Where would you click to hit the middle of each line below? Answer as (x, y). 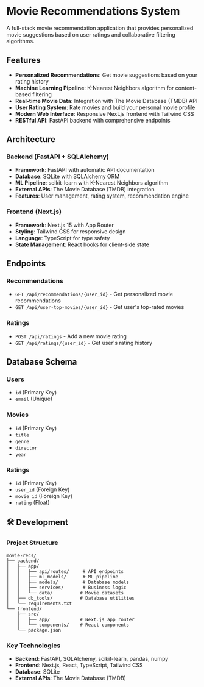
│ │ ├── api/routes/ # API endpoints (65, 571)
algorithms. (20, 41)
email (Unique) (34, 399)
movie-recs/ (21, 555)
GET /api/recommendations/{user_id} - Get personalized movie (94, 294)
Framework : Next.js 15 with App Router (64, 225)
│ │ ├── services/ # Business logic (66, 587)
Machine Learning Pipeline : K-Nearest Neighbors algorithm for (94, 88)
